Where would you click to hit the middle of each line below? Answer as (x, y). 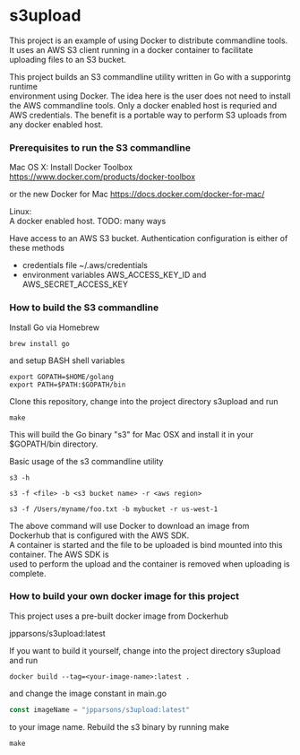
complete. (28, 573)
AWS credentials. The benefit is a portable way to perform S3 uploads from (148, 115)
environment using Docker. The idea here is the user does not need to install (150, 96)
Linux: (21, 212)
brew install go (39, 343)
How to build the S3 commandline (84, 308)
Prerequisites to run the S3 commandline (100, 147)
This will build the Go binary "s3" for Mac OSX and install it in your (131, 434)
